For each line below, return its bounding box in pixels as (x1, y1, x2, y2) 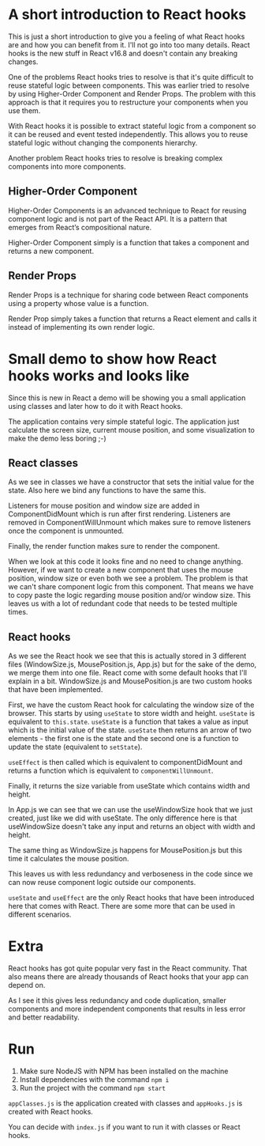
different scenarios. (8, 910, 72, 919)
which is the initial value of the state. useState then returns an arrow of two (8, 725, 252, 735)
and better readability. (8, 1012, 80, 1022)
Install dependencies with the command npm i (19, 1075, 170, 1084)
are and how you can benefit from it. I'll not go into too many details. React (8, 40, 251, 49)
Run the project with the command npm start (19, 1084, 166, 1092)
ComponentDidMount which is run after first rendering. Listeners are (8, 509, 231, 519)
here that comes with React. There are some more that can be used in (8, 902, 235, 911)
